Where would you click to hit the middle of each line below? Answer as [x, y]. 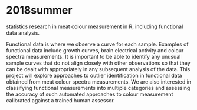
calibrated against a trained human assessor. [60, 100]
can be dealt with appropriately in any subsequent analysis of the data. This [98, 69]
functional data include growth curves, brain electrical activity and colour [95, 50]
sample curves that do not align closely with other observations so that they [98, 63]
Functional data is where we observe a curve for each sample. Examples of [97, 44]
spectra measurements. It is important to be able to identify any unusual [93, 56]
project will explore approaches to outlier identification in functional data [94, 75]
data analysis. [23, 32]
